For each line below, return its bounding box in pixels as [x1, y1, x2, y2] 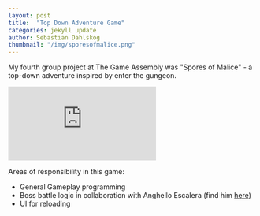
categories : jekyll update [8, 26, 97, 34]
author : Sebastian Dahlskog [8, 33, 101, 42]
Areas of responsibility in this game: [8, 167, 124, 177]
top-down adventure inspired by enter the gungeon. [8, 71, 177, 80]
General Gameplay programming [19, 182, 126, 192]
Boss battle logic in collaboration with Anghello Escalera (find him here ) [19, 191, 252, 200]
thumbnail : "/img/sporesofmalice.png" [8, 41, 136, 49]
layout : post [8, 11, 51, 20]
